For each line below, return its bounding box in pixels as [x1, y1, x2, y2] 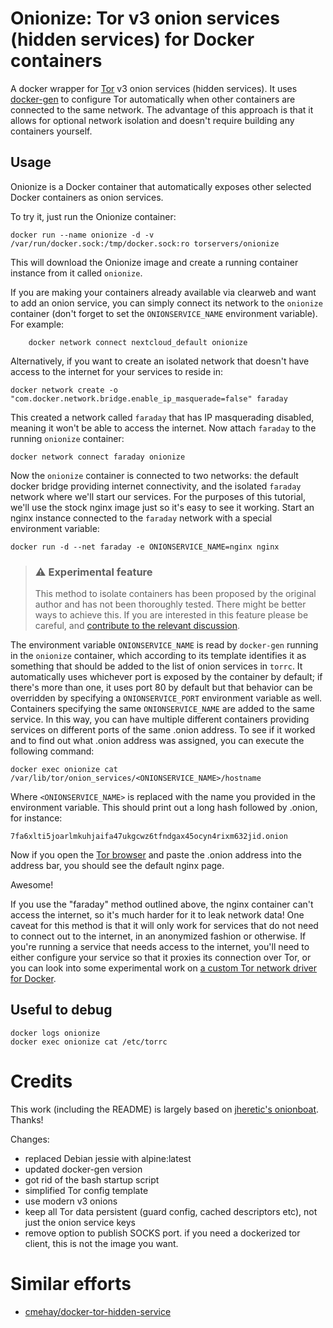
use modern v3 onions [24, 1195, 118, 1207]
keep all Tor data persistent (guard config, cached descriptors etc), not [24, 1205, 318, 1217]
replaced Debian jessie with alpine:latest [24, 1152, 192, 1164]
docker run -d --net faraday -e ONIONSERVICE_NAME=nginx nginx [10, 542, 280, 552]
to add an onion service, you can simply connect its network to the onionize [10, 297, 323, 309]
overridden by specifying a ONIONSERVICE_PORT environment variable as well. [10, 692, 323, 704]
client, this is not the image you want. [24, 1237, 179, 1249]
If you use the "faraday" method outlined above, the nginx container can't [10, 898, 314, 911]
